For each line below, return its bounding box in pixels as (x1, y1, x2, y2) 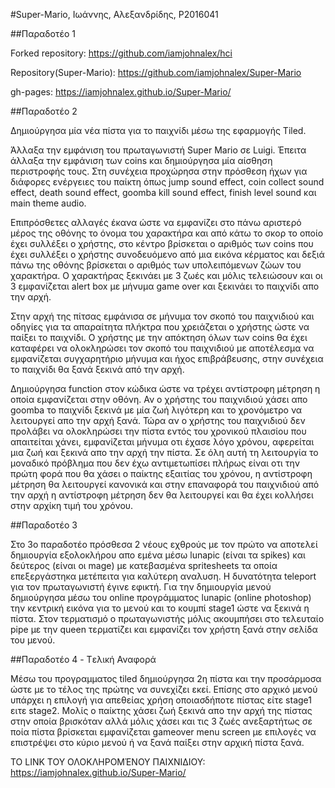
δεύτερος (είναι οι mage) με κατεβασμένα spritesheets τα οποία (10, 560, 278, 571)
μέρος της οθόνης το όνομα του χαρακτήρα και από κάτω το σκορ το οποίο (10, 227, 324, 239)
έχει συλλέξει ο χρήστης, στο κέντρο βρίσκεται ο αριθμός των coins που (10, 238, 314, 249)
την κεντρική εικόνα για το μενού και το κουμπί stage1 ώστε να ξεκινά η (10, 602, 310, 614)
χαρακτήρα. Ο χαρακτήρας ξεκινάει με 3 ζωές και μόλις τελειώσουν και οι (10, 270, 323, 281)
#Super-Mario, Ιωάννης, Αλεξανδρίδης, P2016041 (10, 9, 219, 20)
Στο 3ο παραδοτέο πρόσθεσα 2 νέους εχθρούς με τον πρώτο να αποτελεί (10, 539, 318, 550)
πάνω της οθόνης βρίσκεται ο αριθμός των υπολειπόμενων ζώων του (10, 259, 302, 271)
